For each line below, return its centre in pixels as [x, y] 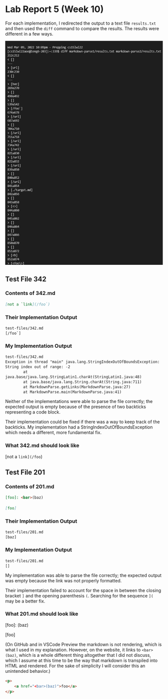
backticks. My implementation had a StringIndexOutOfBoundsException [79, 427]
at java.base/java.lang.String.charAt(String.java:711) [82, 382]
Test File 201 [25, 473]
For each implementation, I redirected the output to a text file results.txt [81, 23]
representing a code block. [33, 412]
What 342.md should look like [42, 446]
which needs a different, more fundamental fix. [53, 433]
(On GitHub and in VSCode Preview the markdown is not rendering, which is [83, 644]
